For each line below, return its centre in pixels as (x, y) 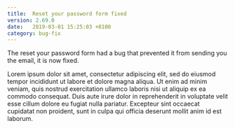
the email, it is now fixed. (43, 61)
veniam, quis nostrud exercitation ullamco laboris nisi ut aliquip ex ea (107, 89)
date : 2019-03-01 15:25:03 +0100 (59, 27)
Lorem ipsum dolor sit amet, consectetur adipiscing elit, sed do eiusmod (112, 74)
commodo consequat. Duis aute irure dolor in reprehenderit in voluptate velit (117, 97)
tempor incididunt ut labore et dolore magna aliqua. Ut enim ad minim (107, 82)
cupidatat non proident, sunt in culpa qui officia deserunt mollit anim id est (115, 111)
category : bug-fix (34, 33)
